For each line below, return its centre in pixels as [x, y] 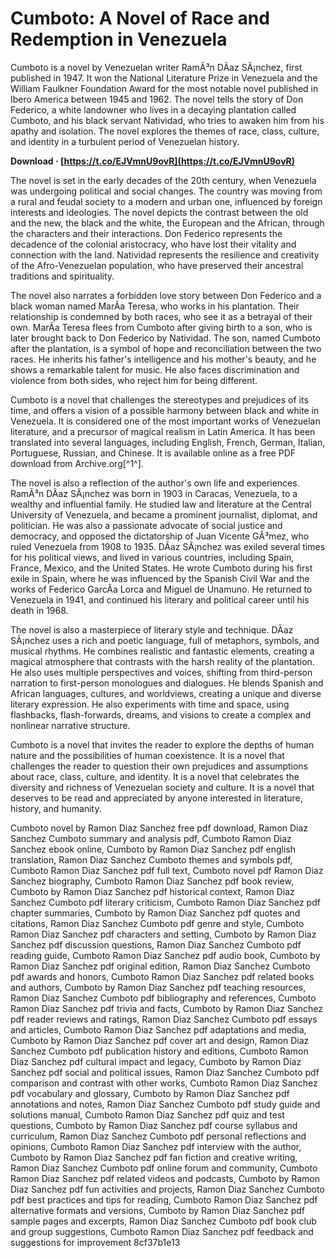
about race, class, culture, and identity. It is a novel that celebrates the [155, 776]
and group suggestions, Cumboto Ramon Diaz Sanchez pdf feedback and [162, 1231]
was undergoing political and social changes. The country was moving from [166, 191]
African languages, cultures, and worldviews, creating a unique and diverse [166, 693]
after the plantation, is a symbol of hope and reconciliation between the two [166, 348]
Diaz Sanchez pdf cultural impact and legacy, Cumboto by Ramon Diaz [156, 1061]
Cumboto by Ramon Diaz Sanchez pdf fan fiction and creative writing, [154, 1157]
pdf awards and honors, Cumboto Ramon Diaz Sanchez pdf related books [162, 976]
